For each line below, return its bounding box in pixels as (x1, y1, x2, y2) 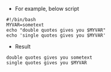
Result (14, 43, 31, 50)
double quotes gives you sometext (6, 55, 93, 61)
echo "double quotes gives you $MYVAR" (6, 27, 106, 33)
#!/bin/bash (6, 17, 36, 23)
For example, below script (14, 5, 79, 12)
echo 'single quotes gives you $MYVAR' (6, 32, 106, 38)
